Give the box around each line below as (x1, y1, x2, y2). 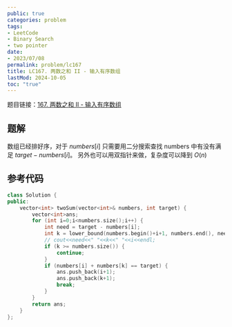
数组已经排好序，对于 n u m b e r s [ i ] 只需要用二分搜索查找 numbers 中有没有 (7, 142, 215, 150)
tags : (7, 23, 23, 30)
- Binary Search (7, 36, 54, 43)
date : (7, 49, 23, 56)
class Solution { (7, 191, 57, 199)
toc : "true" (7, 81, 41, 88)
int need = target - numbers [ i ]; (43, 224, 140, 231)
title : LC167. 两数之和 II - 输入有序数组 (7, 68, 121, 75)
